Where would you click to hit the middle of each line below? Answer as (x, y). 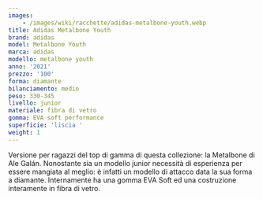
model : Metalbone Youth (47, 45)
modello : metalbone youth (51, 60)
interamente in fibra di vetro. (54, 188)
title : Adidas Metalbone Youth (60, 30)
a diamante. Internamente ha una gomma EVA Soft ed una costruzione (122, 180)
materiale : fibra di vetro (53, 111)
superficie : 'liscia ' (45, 125)
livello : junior (35, 103)
